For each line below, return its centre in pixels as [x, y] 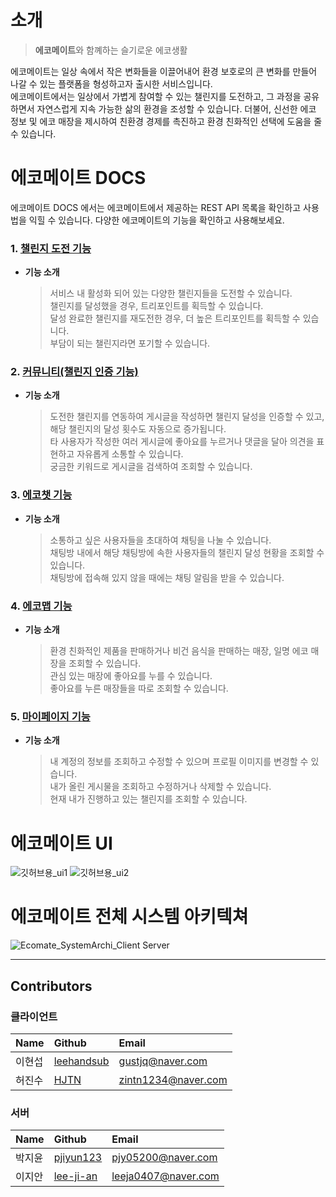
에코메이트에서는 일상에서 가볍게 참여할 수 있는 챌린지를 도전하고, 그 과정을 [156, 96]
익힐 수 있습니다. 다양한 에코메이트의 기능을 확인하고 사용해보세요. [156, 220]
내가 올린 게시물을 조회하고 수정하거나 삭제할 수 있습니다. [160, 787]
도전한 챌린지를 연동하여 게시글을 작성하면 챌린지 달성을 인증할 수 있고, [187, 417]
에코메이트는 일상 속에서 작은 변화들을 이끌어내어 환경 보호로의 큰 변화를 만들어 [164, 71]
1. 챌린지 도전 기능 [51, 248]
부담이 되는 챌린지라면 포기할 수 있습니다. [130, 343]
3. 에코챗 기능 [41, 495]
